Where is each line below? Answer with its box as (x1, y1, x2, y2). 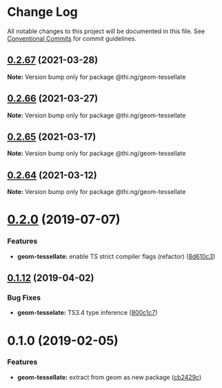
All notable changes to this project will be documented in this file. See (7, 27, 205, 35)
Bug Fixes (7, 293, 41, 302)
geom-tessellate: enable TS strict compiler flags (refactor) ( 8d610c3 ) (17, 252, 216, 260)
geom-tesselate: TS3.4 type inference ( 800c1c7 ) (17, 309, 158, 317)
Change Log (7, 4, 78, 20)
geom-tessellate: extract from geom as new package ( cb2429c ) (17, 373, 202, 381)
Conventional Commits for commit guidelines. (7, 34, 137, 42)
